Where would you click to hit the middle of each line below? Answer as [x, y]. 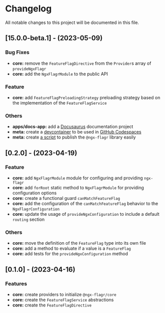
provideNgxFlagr [29, 69]
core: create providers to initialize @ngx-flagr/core [64, 294]
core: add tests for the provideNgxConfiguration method [70, 254]
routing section [28, 219]
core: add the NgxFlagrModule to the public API [60, 74]
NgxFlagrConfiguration [36, 209]
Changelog [28, 9]
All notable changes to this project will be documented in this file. [72, 22]
